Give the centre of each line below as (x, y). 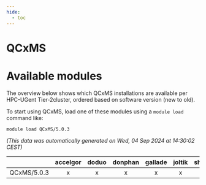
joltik (181, 162)
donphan (126, 162)
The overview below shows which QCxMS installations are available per (97, 93)
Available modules (54, 76)
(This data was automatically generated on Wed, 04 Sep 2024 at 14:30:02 (101, 140)
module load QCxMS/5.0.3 (38, 129)
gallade (156, 162)
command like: (25, 118)
